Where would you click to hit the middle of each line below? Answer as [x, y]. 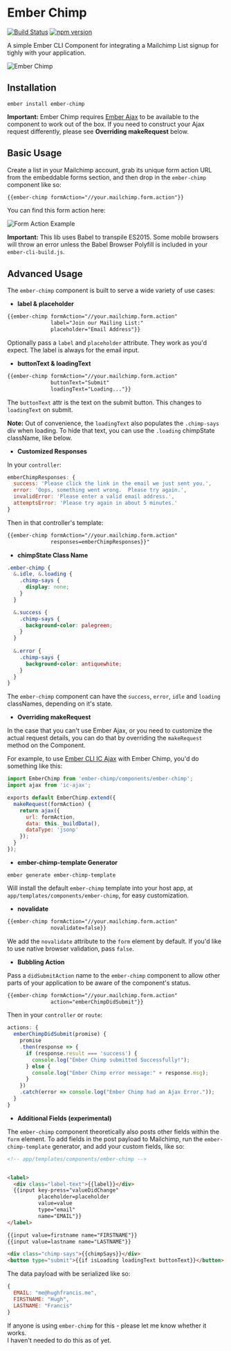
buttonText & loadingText [54, 363]
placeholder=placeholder [74, 1197]
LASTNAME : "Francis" [43, 1306]
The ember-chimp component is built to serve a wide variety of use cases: [111, 290]
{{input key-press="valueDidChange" [66, 1190]
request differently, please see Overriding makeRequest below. [98, 131]
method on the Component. [46, 745]
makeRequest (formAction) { [52, 804]
